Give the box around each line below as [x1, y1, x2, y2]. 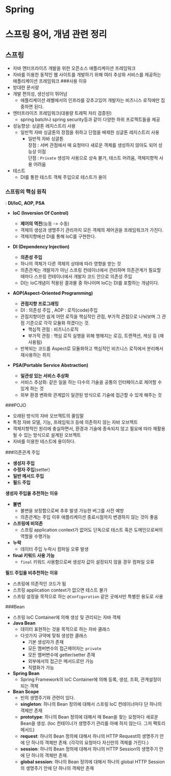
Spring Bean [12, 670, 40, 677]
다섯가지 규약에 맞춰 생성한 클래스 [20, 632, 88, 639]
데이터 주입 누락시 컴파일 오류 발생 [20, 546, 89, 552]
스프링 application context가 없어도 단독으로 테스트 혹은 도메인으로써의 [20, 527, 163, 533]
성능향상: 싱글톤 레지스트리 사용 [12, 123, 76, 129]
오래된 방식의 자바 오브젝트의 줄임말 [12, 413, 84, 419]
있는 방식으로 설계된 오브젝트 [23, 432, 81, 438]
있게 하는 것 [20, 385, 44, 392]
